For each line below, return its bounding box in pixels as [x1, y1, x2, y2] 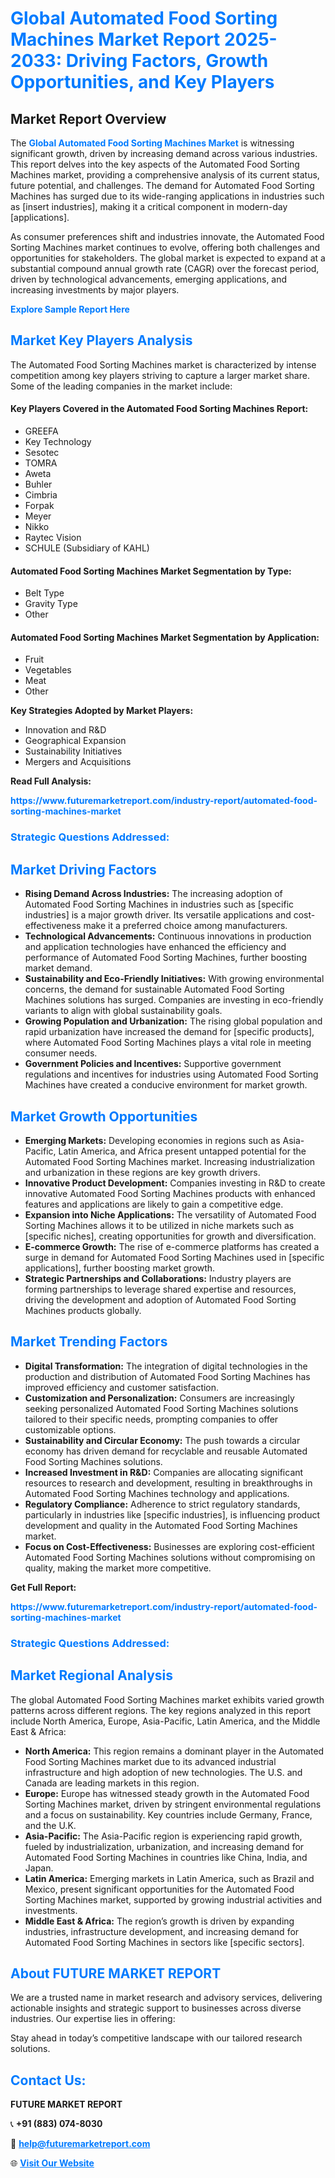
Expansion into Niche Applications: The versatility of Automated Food [24, 1208, 317, 1221]
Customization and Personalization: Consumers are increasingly [24, 1392, 295, 1404]
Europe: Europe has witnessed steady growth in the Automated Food [24, 1787, 310, 1799]
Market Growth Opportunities [10, 1108, 198, 1125]
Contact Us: [10, 2072, 87, 2089]
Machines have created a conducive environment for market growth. [24, 1079, 308, 1091]
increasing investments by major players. [10, 284, 180, 296]
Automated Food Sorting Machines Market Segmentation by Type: [10, 565, 292, 577]
